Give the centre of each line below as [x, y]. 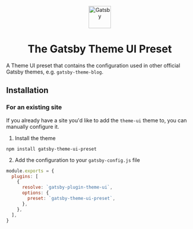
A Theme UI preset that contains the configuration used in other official [93, 65]
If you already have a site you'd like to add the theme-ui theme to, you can [96, 120]
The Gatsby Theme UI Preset [100, 49]
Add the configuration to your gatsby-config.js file [77, 160]
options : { [35, 193]
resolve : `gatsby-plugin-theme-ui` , [67, 187]
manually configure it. [33, 126]
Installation [27, 90]
